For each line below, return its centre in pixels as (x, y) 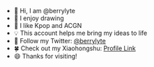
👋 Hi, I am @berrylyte (44, 11)
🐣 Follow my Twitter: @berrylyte (60, 41)
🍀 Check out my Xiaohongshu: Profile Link (75, 48)
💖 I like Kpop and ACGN (48, 25)
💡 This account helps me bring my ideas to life (80, 33)
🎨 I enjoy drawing (39, 18)
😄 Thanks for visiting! (46, 56)
